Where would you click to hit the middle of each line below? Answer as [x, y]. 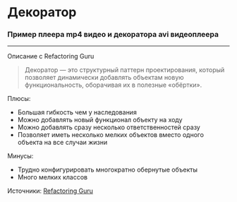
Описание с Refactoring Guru [51, 57]
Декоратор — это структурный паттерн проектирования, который [124, 70]
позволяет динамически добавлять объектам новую [104, 78]
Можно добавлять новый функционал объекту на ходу [100, 120]
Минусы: [20, 156]
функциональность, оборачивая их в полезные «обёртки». [113, 85]
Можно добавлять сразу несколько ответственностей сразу [109, 127]
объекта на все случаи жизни [62, 143]
